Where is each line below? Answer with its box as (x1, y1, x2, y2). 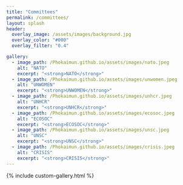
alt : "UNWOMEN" (17, 82, 56, 88)
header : (6, 25, 26, 32)
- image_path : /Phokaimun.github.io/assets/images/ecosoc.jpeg (12, 110, 175, 116)
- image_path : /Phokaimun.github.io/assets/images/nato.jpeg (12, 59, 170, 66)
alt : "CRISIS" (17, 149, 53, 155)
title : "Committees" (6, 8, 59, 15)
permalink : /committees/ (6, 15, 69, 21)
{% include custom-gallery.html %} (6, 172, 95, 179)
